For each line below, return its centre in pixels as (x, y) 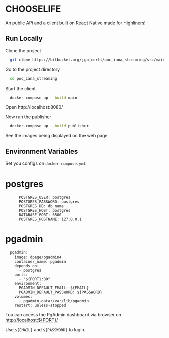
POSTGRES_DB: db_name (41, 206)
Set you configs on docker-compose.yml (46, 163)
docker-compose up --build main (44, 98)
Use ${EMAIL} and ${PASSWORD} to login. (46, 329)
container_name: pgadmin (40, 261)
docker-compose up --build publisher (49, 126)
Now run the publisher (28, 117)
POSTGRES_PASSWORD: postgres (49, 202)
